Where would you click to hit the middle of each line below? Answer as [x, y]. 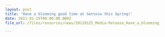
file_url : [15, 23]
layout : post [18, 9]
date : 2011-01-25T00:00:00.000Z [38, 18]
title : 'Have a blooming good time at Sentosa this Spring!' [69, 14]
